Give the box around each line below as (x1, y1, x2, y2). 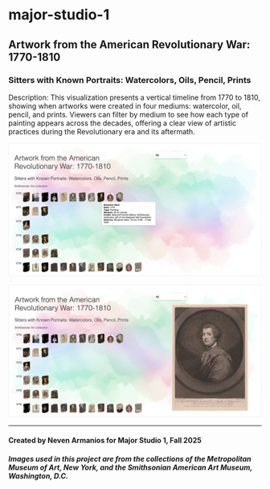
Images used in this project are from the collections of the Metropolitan (8, 454, 252, 463)
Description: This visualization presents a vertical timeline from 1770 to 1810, (8, 92, 261, 102)
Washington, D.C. (8, 471, 69, 480)
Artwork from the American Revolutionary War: (8, 38, 251, 51)
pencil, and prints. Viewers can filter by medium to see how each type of (8, 109, 249, 119)
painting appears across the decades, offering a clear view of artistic (8, 118, 237, 128)
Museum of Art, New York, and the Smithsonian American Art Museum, (8, 462, 253, 472)
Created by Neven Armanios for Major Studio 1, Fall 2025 (8, 436, 202, 446)
